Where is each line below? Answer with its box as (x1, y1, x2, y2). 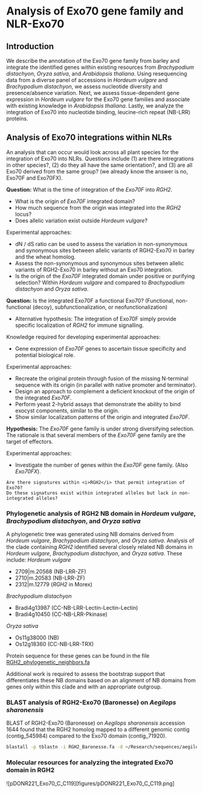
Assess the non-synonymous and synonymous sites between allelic (14, 259, 184, 267)
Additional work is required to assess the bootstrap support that (6, 670, 165, 678)
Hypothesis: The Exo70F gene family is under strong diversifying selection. (6, 425, 195, 432)
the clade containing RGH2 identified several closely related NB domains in (6, 543, 193, 551)
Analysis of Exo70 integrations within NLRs (6, 132, 172, 143)
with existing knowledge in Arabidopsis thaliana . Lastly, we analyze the (6, 102, 184, 109)
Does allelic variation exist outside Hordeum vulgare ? (14, 216, 148, 224)
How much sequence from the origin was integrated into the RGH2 (14, 204, 181, 211)
